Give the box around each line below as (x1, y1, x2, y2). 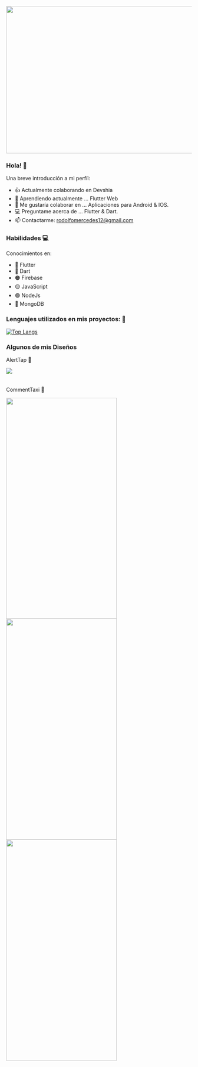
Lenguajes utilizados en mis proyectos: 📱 (6, 315, 126, 323)
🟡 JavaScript (14, 283, 48, 290)
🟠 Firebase (14, 274, 43, 281)
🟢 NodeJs (14, 292, 41, 299)
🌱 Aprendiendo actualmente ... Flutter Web (14, 195, 118, 202)
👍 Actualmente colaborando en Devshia (14, 187, 113, 194)
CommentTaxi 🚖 (6, 386, 45, 394)
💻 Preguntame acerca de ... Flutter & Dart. (14, 208, 118, 215)
